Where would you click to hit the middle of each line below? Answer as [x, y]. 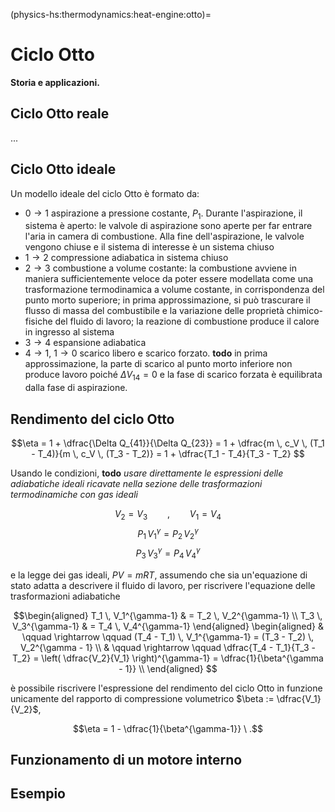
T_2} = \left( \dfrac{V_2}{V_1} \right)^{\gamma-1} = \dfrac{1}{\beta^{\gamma [168, 658]
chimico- [304, 311]
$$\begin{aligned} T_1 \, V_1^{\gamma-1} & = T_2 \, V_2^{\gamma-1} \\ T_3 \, [168, 615]
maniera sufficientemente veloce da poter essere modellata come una [169, 279]
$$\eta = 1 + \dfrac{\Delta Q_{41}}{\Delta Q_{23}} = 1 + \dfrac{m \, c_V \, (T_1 [168, 443]
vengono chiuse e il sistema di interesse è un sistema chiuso [149, 247]
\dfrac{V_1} [299, 698]
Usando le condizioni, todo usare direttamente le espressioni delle [147, 473]
